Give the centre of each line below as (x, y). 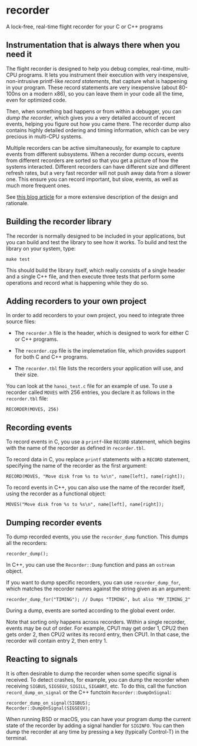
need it (19, 55)
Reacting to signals (42, 659)
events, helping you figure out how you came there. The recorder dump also (98, 124)
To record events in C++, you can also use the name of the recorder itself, (96, 488)
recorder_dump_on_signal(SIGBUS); (49, 703)
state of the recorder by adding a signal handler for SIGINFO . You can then (95, 725)
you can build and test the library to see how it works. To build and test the (96, 242)
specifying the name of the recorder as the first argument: (76, 466)
